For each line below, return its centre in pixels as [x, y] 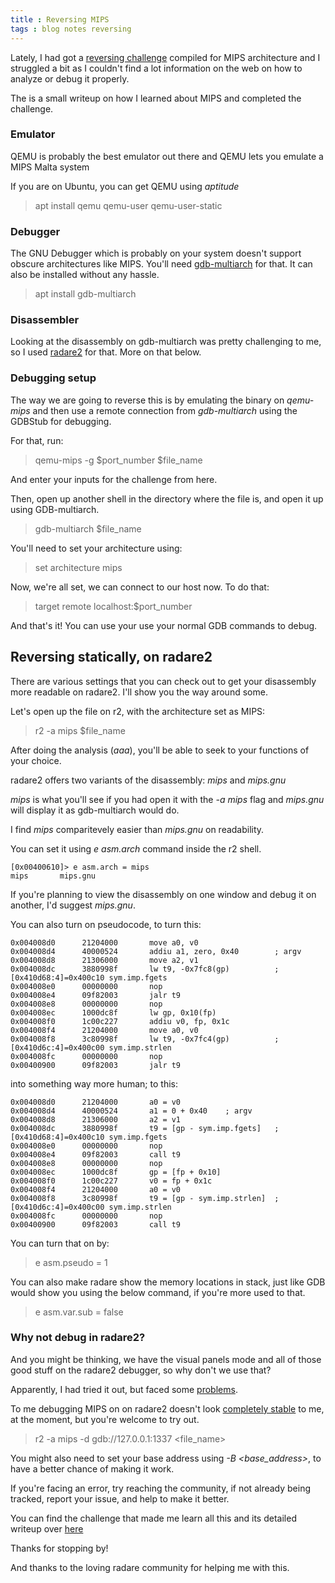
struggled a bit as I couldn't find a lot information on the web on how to [156, 68]
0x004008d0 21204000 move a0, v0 [104, 942]
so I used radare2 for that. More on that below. [106, 352]
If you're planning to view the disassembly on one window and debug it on [163, 894]
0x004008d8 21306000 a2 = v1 [96, 1119]
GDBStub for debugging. [61, 421]
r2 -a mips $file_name [80, 730]
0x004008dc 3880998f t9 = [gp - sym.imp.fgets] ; [145, 1128]
